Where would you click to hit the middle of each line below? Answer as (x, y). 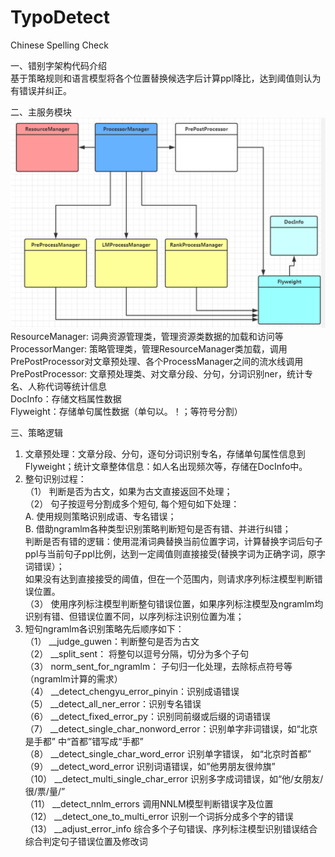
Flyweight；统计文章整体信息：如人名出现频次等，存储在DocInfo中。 (166, 466)
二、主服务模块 (41, 112)
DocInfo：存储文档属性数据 (66, 398)
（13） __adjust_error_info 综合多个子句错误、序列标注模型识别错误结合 (171, 828)
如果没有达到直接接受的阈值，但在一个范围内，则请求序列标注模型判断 (169, 578)
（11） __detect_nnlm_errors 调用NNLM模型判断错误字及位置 (149, 803)
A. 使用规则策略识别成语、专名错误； (100, 516)
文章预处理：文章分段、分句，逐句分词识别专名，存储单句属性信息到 (165, 453)
